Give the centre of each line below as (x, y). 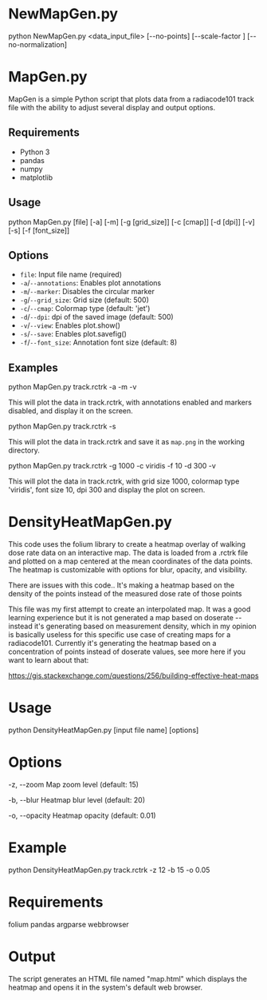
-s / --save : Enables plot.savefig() (73, 334)
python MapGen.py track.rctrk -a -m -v (73, 387)
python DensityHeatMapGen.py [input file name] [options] (104, 730)
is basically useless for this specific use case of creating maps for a (120, 635)
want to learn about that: (49, 660)
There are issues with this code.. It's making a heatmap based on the (122, 585)
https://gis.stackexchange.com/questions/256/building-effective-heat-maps (133, 675)
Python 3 (35, 152)
